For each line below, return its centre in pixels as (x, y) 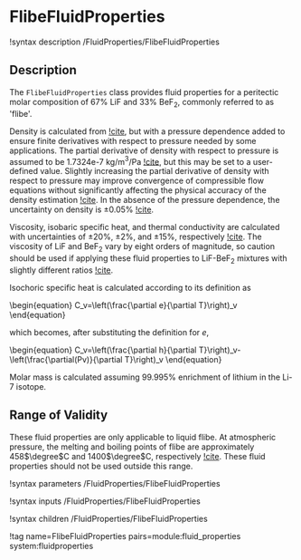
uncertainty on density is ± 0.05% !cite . (82, 209)
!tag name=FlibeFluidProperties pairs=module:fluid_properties (125, 536)
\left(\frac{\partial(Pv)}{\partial (66, 359)
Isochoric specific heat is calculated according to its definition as (130, 287)
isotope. (31, 386)
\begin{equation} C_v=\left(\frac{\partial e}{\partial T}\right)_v (123, 304)
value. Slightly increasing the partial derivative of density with (155, 171)
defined (24, 171)
